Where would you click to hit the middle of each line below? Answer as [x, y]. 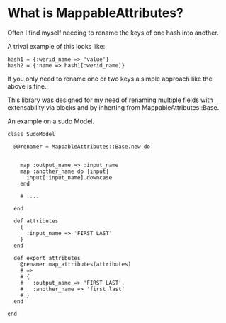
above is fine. [27, 86]
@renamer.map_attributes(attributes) [76, 264]
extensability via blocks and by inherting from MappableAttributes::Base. [113, 107]
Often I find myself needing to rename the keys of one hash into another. [113, 33]
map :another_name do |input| [65, 171]
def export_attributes [47, 258]
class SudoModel [31, 134]
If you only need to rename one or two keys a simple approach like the [110, 79]
